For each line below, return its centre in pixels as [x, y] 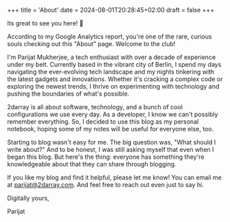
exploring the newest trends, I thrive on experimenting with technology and [113, 86]
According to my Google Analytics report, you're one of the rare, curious [110, 36]
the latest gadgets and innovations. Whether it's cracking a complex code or [115, 79]
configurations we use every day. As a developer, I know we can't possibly [113, 114]
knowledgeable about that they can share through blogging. [92, 164]
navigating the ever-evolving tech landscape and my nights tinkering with [111, 72]
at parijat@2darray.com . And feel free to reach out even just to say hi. [105, 185]
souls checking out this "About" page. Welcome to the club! [91, 44]
